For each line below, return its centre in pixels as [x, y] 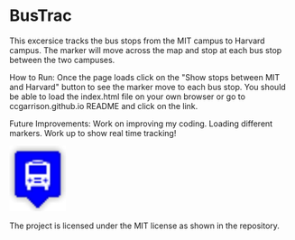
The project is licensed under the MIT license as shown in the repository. [144, 226]
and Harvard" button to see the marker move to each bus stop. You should [147, 87]
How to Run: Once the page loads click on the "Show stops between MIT [145, 77]
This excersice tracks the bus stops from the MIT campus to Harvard [137, 41]
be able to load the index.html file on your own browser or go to [128, 97]
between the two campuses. [62, 60]
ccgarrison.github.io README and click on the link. [104, 106]
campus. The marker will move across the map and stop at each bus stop [146, 50]
